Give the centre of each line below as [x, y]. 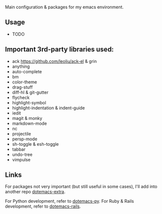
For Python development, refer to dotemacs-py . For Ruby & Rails [70, 201]
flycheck [21, 97]
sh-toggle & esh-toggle [36, 144]
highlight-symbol [29, 102]
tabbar [19, 149]
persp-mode [25, 139]
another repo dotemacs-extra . [35, 192]
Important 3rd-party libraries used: [60, 49]
